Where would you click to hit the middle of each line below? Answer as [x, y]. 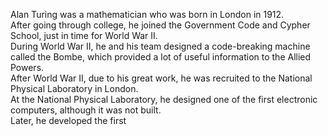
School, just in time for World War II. [84, 35]
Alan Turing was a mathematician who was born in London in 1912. [147, 14]
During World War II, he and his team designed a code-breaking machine [160, 46]
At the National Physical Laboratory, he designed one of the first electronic [164, 99]
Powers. [27, 67]
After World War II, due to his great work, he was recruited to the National [161, 78]
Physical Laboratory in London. [74, 88]
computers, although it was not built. [86, 110]
